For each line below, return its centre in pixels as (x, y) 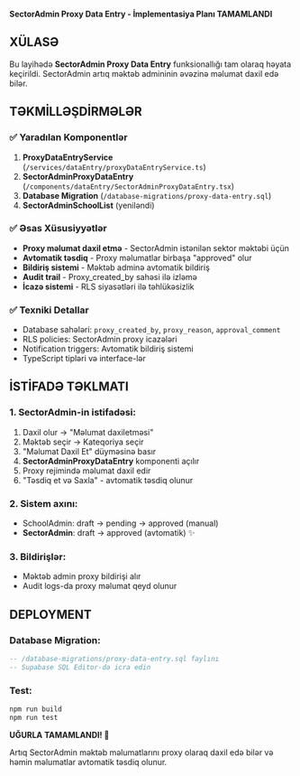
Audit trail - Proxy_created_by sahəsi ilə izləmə (110, 276)
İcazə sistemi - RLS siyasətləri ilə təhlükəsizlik (108, 286)
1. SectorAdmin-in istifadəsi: (73, 413)
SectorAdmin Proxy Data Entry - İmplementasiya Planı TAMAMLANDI (141, 14)
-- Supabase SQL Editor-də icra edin (80, 667)
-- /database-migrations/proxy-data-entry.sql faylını (114, 659)
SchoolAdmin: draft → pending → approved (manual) (120, 523)
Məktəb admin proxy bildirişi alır (82, 576)
